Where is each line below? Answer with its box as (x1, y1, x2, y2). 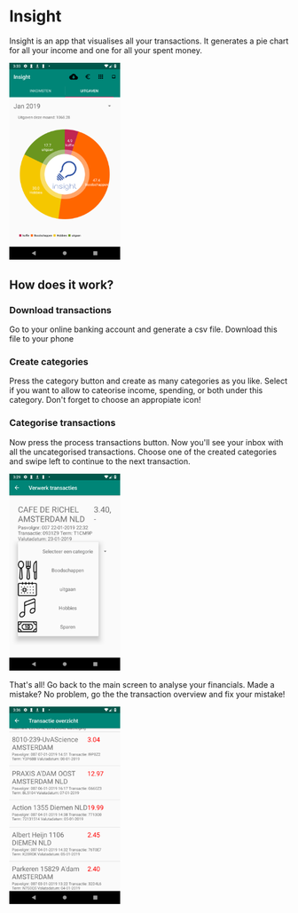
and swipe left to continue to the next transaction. (9, 455, 191, 467)
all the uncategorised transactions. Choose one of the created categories (9, 446, 278, 457)
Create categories (9, 356, 89, 368)
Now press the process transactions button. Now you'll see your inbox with (9, 437, 284, 447)
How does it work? (9, 277, 114, 292)
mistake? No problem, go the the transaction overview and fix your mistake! (9, 689, 286, 700)
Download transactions (9, 303, 113, 316)
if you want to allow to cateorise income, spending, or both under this (9, 385, 263, 396)
